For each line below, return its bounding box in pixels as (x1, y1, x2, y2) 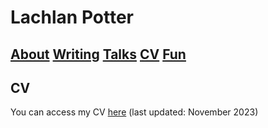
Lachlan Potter (10, 6, 134, 29)
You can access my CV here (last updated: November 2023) (10, 106, 259, 118)
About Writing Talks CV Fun (10, 46, 187, 63)
